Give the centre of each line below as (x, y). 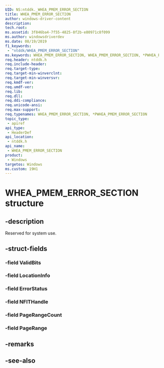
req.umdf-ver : (20, 87)
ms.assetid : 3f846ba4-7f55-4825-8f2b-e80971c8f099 (58, 32)
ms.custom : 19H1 (21, 169)
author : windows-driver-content (38, 19)
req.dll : (14, 96)
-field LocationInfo (28, 276)
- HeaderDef (19, 133)
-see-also (20, 360)
